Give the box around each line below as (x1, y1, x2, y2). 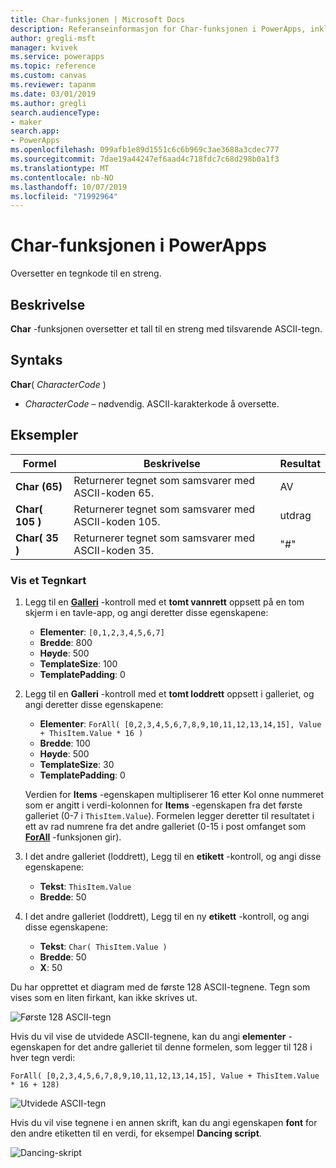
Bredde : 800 (39, 636, 93, 648)
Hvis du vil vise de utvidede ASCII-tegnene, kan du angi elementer (10, 1030, 287, 1042)
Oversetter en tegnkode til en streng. (10, 267, 162, 280)
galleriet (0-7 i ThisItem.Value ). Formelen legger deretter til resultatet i (24, 809, 315, 821)
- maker (10, 117, 43, 127)
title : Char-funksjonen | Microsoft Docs (10, 14, 186, 25)
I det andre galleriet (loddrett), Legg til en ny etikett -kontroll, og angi (24, 910, 310, 922)
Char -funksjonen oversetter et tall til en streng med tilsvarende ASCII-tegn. (10, 323, 323, 335)
